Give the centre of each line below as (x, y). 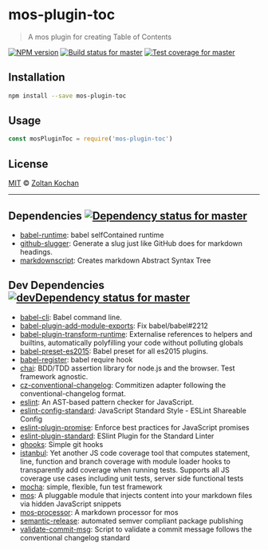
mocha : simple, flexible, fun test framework (91, 487)
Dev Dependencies (57, 285)
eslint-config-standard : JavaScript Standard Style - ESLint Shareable (133, 410)
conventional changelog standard (75, 537)
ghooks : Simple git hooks (61, 444)
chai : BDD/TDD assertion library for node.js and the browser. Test (127, 368)
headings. (36, 251)
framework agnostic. (54, 376)
